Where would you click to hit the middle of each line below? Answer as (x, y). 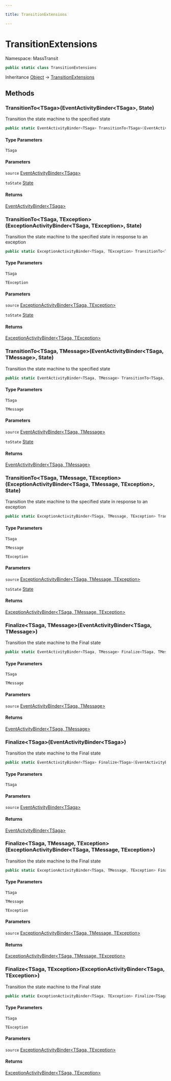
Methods (20, 93)
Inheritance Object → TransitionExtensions (50, 77)
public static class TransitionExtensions (51, 67)
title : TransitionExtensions (36, 14)
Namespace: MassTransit (32, 58)
